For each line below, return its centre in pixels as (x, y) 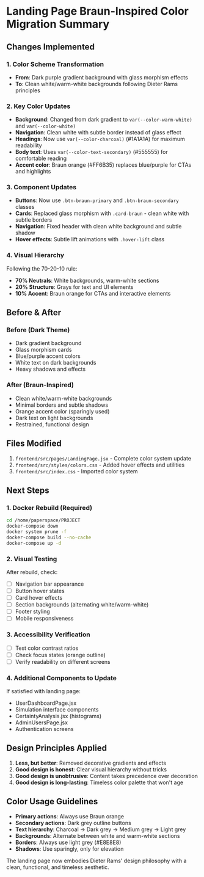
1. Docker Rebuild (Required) (49, 508)
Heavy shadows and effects (50, 369)
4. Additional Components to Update (62, 678)
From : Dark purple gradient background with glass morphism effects (101, 77)
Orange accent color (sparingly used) (62, 411)
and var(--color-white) (46, 126)
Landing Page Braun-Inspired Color (98, 11)
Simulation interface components (57, 710)
